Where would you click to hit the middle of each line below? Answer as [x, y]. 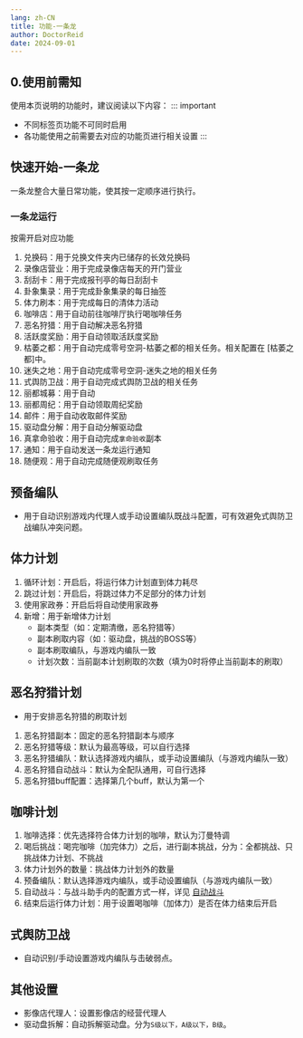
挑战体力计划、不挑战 [63, 858]
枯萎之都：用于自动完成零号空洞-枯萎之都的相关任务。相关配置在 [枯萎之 [159, 348]
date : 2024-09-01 [43, 43]
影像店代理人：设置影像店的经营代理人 [95, 1013]
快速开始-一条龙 [55, 167]
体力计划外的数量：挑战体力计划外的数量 [99, 870]
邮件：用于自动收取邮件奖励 [75, 416]
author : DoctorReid [47, 34]
